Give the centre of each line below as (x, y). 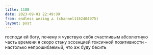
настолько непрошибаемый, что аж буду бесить (56, 47)
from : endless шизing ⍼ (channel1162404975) (52, 18)
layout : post (18, 23)
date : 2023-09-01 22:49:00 (33, 14)
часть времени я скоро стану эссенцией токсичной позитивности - (76, 42)
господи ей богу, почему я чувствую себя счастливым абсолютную (76, 37)
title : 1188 (17, 9)
